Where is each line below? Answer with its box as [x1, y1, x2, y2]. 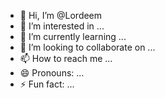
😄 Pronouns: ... [19, 67, 85, 79]
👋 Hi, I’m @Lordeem [19, 10, 103, 21]
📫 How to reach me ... [19, 53, 113, 64]
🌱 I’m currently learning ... [19, 31, 127, 42]
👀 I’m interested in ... [19, 20, 105, 32]
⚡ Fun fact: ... [19, 78, 75, 90]
